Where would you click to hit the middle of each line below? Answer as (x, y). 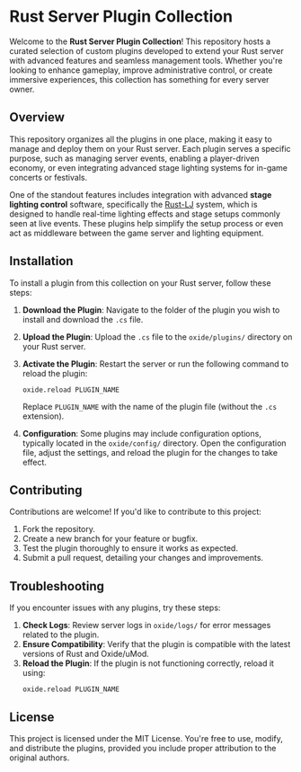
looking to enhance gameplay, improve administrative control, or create (141, 70)
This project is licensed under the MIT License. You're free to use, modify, (146, 738)
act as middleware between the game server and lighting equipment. (137, 233)
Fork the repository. (59, 529)
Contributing (46, 490)
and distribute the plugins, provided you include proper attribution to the (143, 748)
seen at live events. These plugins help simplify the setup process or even (146, 223)
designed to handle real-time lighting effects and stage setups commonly (145, 214)
